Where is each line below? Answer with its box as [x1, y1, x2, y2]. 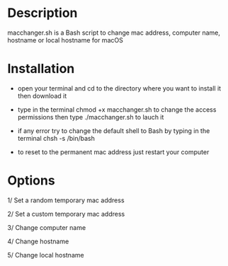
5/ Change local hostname [7, 250, 84, 259]
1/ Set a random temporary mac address [7, 196, 125, 204]
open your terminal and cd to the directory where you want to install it [17, 83, 222, 93]
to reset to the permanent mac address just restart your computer [17, 147, 210, 156]
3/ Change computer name [7, 223, 86, 231]
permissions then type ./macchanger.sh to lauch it [17, 112, 164, 121]
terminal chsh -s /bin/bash [17, 134, 96, 142]
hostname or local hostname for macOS [7, 35, 124, 44]
